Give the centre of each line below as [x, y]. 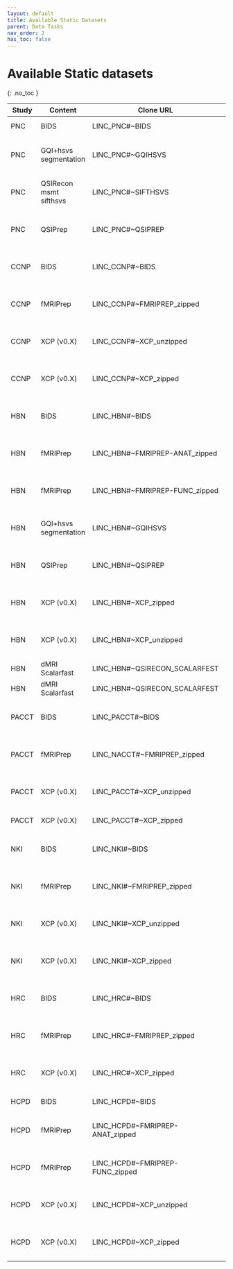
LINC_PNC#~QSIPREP [128, 230]
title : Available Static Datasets [57, 20]
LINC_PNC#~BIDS [122, 126]
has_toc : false [29, 40]
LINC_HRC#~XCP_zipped [133, 1073]
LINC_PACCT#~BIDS [126, 717]
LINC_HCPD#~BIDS [124, 1102]
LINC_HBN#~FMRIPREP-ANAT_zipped [155, 453]
